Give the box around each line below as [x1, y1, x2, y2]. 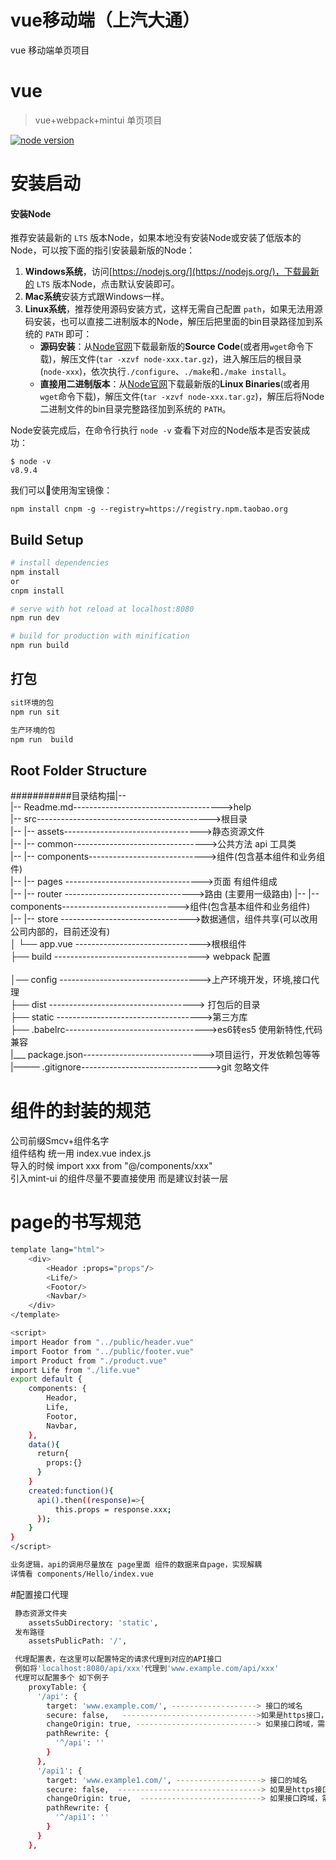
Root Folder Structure [10, 762, 148, 779]
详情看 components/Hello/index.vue [10, 1569, 154, 1579]
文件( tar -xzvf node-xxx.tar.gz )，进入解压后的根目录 [78, 353, 302, 365]
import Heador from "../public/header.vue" [10, 1337, 195, 1347]
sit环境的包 [10, 697, 55, 708]
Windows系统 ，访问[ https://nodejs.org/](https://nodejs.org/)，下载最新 [24, 266, 320, 278]
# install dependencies [10, 558, 110, 568]
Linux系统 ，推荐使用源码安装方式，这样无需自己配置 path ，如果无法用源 [24, 303, 323, 315]
